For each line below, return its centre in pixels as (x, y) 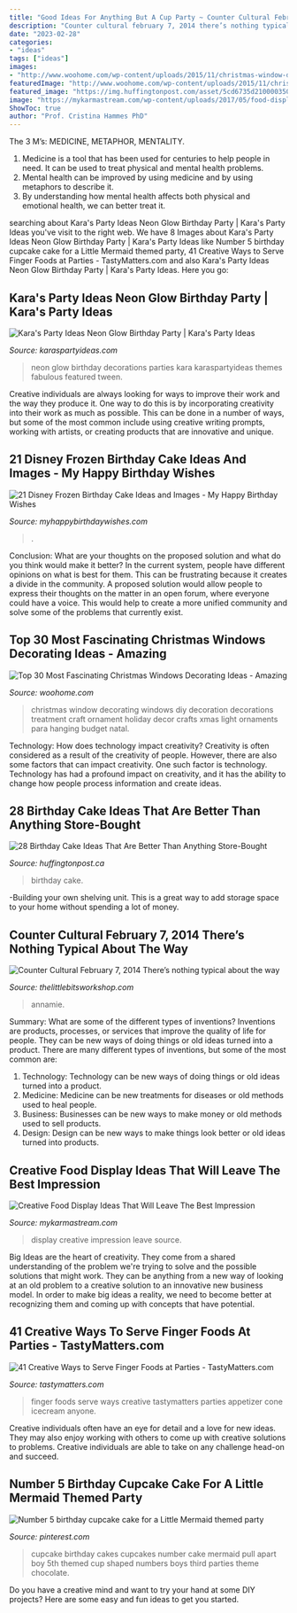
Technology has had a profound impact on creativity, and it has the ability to (148, 774)
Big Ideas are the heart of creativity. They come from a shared (122, 1257)
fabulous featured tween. (76, 377)
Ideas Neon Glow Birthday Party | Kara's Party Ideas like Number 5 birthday (147, 242)
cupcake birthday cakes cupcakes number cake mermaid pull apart (153, 1554)
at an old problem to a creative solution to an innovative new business (136, 1285)
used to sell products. (61, 1124)
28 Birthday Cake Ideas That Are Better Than (135, 810)
